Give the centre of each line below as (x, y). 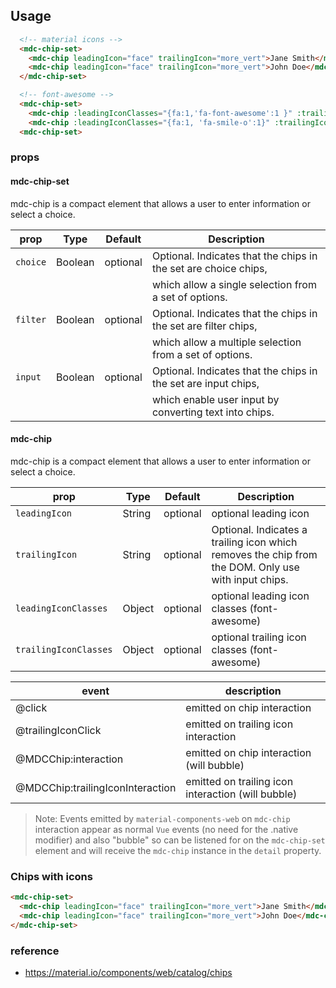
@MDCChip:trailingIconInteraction (96, 787)
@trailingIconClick (58, 730)
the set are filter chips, (204, 326)
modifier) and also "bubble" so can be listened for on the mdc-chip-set (180, 840)
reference (35, 951)
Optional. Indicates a (259, 529)
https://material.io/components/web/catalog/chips (128, 972)
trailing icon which (254, 542)
